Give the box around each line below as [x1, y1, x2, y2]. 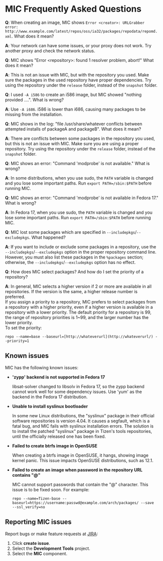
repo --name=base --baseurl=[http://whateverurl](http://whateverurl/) [5, 334, 153, 339]
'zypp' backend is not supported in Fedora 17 [12, 374, 106, 380]
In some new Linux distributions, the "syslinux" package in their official [12, 412, 155, 418]
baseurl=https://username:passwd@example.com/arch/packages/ [12, 500, 139, 505]
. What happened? [29, 234, 66, 240]
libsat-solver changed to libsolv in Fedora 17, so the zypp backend [12, 383, 145, 389]
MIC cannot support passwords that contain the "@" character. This [12, 481, 148, 487]
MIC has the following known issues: [5, 364, 79, 371]
